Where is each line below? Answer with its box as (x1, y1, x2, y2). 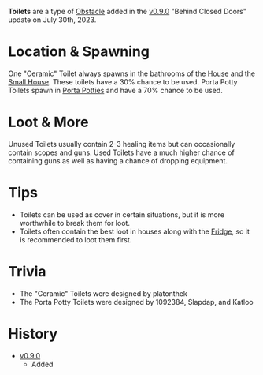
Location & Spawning (8, 43, 150, 61)
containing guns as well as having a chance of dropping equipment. (8, 156, 228, 165)
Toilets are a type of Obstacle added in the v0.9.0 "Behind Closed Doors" (8, 7, 246, 16)
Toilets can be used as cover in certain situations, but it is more (19, 209, 225, 219)
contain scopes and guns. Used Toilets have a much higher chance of (8, 148, 235, 157)
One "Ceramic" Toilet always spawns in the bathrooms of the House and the (8, 69, 256, 78)
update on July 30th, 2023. (8, 15, 97, 24)
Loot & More (8, 114, 89, 131)
